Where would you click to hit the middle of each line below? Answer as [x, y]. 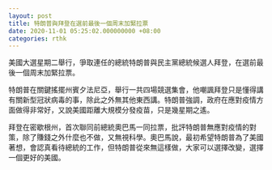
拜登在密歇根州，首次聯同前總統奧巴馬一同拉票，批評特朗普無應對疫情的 [129, 127]
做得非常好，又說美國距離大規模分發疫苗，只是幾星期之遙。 [115, 110]
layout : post [30, 16]
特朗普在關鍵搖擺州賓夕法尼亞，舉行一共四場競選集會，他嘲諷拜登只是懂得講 [136, 90]
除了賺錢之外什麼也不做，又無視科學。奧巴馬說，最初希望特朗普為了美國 [143, 138]
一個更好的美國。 [37, 158]
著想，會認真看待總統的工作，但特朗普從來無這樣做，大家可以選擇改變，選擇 [136, 147]
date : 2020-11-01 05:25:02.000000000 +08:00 [85, 31]
